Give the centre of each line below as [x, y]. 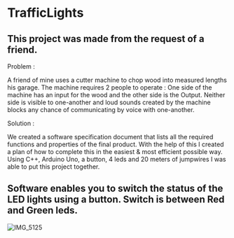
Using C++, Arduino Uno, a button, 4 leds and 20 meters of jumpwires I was [117, 159]
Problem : [21, 66]
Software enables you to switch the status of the [115, 189]
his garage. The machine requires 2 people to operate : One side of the [110, 87]
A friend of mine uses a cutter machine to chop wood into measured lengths [117, 80]
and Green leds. [43, 210]
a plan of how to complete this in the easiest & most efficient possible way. [115, 152]
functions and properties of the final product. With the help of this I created [116, 144]
